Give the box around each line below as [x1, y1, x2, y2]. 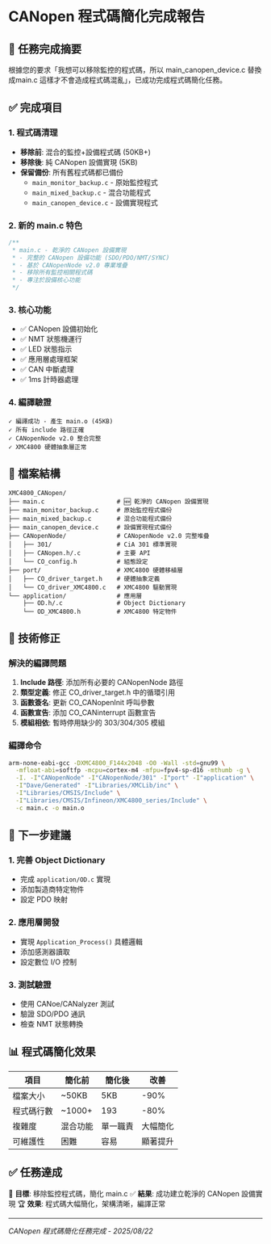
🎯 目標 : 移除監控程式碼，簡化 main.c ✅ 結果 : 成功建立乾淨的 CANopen [8, 1188, 240, 1198]
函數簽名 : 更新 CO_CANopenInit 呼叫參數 [19, 698, 155, 708]
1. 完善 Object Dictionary [8, 854, 106, 865]
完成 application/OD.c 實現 [19, 874, 111, 885]
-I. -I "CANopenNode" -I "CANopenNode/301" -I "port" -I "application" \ [15, 774, 254, 782]
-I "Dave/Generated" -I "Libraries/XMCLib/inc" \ [15, 781, 179, 790]
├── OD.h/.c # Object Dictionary [23, 599, 186, 607]
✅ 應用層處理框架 [19, 355, 78, 364]
